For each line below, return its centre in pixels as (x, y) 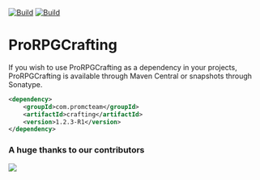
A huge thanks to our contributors (77, 150)
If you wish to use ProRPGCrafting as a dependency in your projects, (123, 67)
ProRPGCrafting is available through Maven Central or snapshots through (130, 76)
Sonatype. (26, 84)
